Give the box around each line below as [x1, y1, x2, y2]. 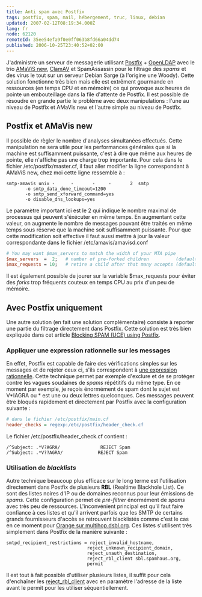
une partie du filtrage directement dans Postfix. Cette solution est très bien [6, 325, 191, 332]
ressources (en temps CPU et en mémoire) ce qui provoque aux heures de [6, 84, 191, 91]
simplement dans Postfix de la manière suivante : [6, 528, 127, 536]
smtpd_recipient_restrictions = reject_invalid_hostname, [6, 540, 155, 546]
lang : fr [6, 25, 28, 32]
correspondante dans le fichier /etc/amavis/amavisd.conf [6, 239, 148, 246]
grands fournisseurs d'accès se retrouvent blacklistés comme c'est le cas [6, 515, 189, 523]
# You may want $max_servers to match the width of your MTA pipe [6, 250, 176, 256]
